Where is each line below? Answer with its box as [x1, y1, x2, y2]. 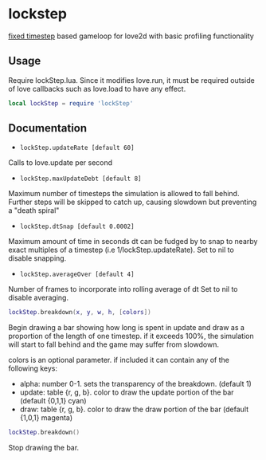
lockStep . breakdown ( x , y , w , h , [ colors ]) [8, 309, 151, 316]
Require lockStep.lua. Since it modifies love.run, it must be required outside [8, 75, 255, 85]
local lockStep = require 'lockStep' [8, 99, 134, 108]
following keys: [8, 364, 58, 373]
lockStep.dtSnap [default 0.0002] [19, 222, 135, 231]
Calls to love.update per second [8, 158, 113, 167]
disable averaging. [8, 293, 69, 303]
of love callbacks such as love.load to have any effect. [8, 84, 186, 93]
